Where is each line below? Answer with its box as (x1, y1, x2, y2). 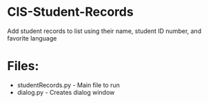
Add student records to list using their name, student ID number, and (7, 27, 202, 35)
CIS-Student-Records (7, 4, 134, 20)
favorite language (7, 34, 57, 42)
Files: (7, 58, 39, 74)
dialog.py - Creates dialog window (17, 88, 115, 96)
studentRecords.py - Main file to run (17, 80, 121, 89)
